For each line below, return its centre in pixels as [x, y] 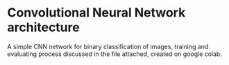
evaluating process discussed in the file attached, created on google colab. [114, 54]
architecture [43, 27]
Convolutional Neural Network [96, 13]
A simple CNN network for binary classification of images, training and [108, 46]
